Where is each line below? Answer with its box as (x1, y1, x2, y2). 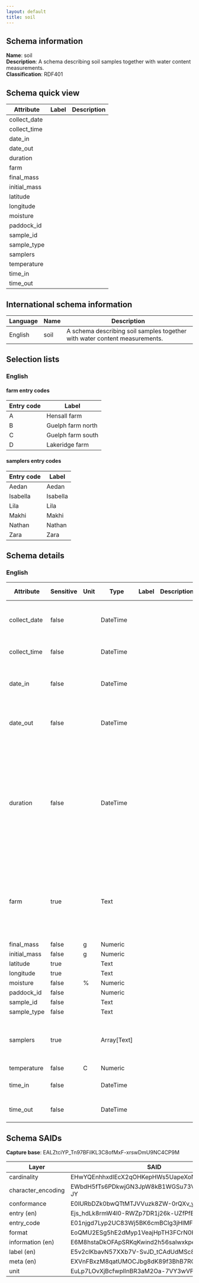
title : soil (6, 14, 36, 20)
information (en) (9, 1238, 54, 1246)
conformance (9, 1199, 47, 1208)
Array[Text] (100, 1036, 133, 1044)
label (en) (9, 1248, 36, 1256)
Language (9, 316, 38, 325)
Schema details (6, 551, 65, 561)
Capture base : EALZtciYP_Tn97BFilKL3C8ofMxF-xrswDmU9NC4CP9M (6, 1149, 179, 1156)
